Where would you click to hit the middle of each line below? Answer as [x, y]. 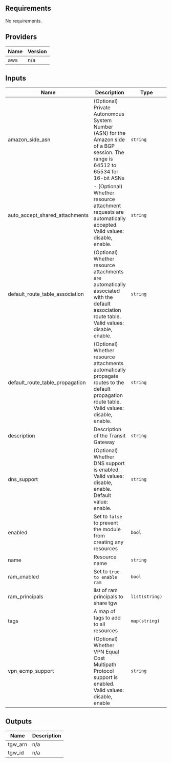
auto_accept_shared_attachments [48, 215]
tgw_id [16, 753]
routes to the [109, 383]
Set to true [106, 572]
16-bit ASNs [109, 178]
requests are [109, 212]
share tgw [105, 603]
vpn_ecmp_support [31, 671]
